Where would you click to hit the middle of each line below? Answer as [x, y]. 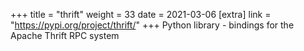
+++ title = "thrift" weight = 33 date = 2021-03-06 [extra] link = [141, 14]
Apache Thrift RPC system [65, 35]
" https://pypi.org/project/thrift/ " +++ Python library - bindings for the [152, 25]
